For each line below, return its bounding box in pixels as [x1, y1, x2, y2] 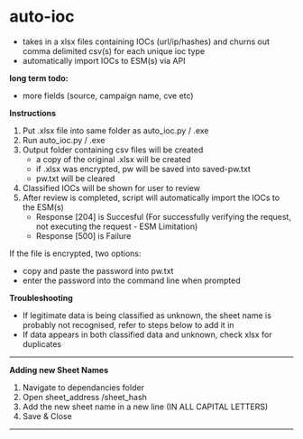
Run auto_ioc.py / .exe [22, 134, 106, 145]
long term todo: [9, 72, 69, 83]
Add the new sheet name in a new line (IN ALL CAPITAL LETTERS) [22, 401, 269, 412]
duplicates [22, 338, 61, 349]
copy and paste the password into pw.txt [22, 265, 174, 276]
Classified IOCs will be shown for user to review [22, 182, 201, 193]
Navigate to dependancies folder [22, 381, 144, 393]
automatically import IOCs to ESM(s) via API [22, 55, 186, 66]
